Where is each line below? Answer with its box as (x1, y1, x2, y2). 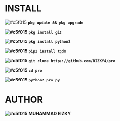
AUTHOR (5, 94, 43, 105)
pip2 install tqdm (28, 49, 66, 54)
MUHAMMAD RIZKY (28, 110, 71, 116)
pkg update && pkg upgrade (28, 20, 84, 25)
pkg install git (28, 30, 62, 35)
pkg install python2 (28, 39, 71, 44)
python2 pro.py (28, 78, 60, 82)
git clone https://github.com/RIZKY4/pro (28, 58, 116, 63)
